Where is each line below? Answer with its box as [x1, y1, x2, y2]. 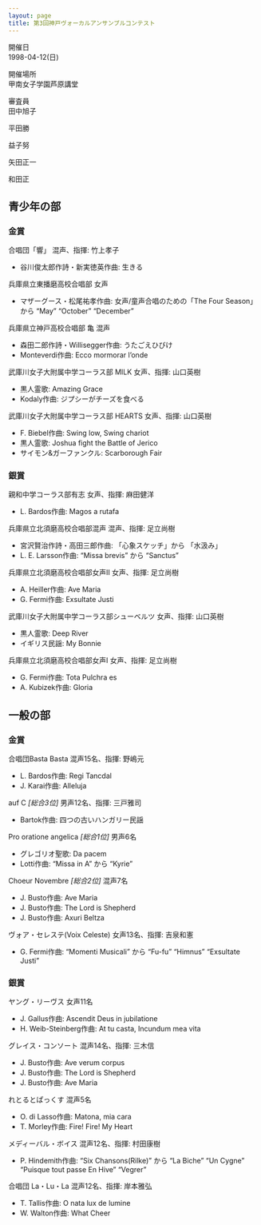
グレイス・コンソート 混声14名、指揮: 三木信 [8, 1041, 155, 1051]
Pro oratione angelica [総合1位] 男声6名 [8, 832, 137, 842]
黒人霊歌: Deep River [19, 628, 89, 638]
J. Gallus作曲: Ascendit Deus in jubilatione [19, 1014, 158, 1023]
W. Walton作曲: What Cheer [19, 1208, 111, 1218]
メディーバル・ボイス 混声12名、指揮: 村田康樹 [8, 1139, 161, 1148]
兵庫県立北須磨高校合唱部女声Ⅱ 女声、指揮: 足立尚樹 [8, 568, 180, 577]
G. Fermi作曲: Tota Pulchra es [19, 672, 117, 682]
